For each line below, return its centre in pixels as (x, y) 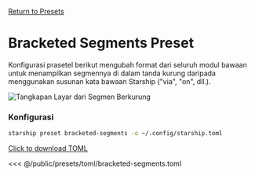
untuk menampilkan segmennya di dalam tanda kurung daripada (112, 73)
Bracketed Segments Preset (101, 43)
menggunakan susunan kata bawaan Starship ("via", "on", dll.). (109, 81)
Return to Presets (36, 11)
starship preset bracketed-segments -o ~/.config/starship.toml (115, 134)
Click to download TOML (48, 148)
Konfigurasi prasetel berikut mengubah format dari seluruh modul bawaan (127, 64)
